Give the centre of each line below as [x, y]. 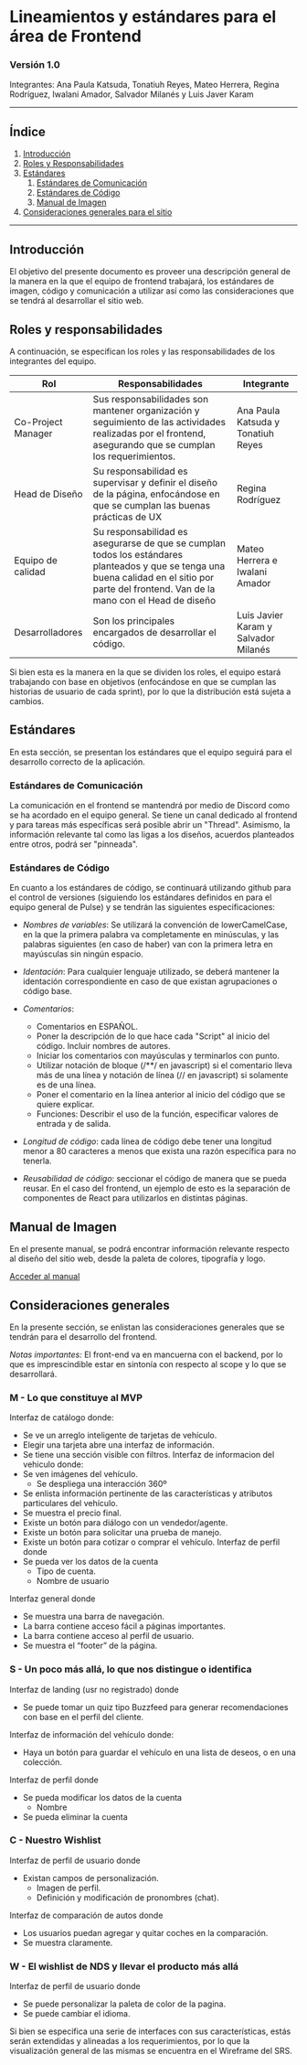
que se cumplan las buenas [152, 505]
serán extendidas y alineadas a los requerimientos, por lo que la [130, 2041]
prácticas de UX [127, 517]
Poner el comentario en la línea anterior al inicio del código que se [161, 1095]
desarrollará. [33, 1374]
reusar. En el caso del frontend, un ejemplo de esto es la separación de [156, 1188]
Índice [27, 131]
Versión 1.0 [35, 65]
